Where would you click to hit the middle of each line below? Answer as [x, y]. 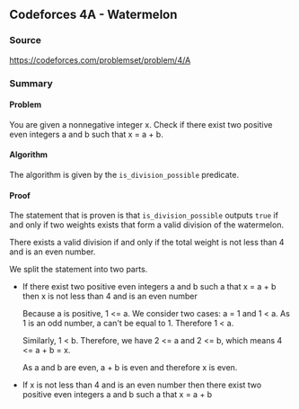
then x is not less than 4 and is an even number [110, 297]
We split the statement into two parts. [79, 270]
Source [26, 40]
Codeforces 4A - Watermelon [93, 15]
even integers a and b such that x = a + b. [86, 134]
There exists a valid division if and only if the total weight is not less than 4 [147, 243]
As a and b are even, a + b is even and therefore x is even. [130, 368]
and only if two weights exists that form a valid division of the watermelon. [147, 225]
